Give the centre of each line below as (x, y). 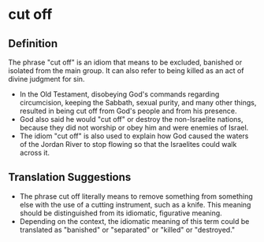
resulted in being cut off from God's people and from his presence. (128, 111)
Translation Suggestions (70, 177)
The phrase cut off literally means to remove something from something (136, 196)
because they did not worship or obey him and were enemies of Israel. (134, 128)
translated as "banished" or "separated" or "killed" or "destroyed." (127, 229)
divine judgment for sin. (46, 79)
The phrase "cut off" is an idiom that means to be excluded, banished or (125, 62)
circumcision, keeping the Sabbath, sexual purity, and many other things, (138, 103)
